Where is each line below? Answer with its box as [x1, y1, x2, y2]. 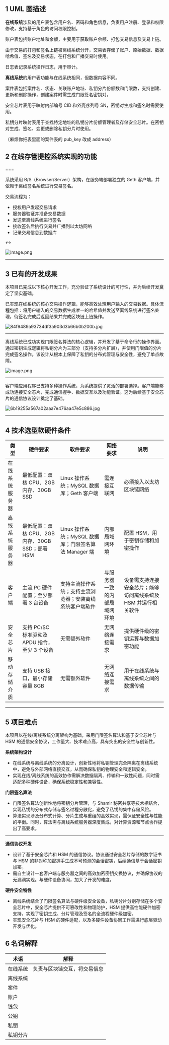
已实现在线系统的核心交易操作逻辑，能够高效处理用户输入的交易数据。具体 [5, 301, 159, 307]
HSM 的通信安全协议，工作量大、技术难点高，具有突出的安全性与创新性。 [5, 738, 157, 744]
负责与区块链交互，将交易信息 [33, 965, 104, 972]
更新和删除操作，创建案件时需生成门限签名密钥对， [5, 91, 111, 97]
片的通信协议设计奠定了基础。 [5, 395, 67, 401]
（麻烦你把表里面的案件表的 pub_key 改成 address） [5, 136, 114, 142]
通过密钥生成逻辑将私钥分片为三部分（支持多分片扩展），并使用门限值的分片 [5, 345, 162, 351]
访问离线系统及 [124, 592, 159, 599]
